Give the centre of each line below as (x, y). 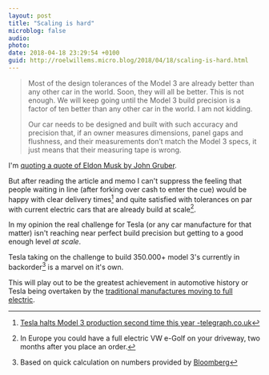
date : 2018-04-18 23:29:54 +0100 (64, 53)
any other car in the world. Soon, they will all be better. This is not (136, 91)
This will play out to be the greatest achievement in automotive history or (128, 282)
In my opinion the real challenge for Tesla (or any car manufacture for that (130, 224)
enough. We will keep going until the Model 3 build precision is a (134, 100)
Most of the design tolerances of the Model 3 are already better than (141, 83)
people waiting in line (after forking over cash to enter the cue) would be (127, 189)
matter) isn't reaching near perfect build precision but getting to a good (126, 233)
